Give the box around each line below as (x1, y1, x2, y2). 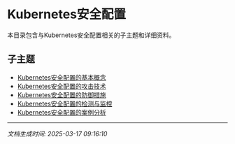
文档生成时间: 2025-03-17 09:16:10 (7, 129, 108, 138)
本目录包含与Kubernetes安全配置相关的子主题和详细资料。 (7, 31, 176, 39)
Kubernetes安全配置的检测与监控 (17, 99, 113, 108)
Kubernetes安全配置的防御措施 (17, 90, 106, 99)
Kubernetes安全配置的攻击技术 (17, 82, 106, 90)
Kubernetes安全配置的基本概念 (17, 73, 106, 81)
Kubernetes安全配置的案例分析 (17, 108, 106, 116)
